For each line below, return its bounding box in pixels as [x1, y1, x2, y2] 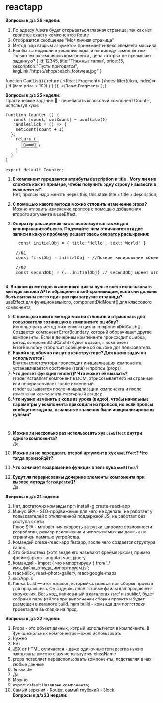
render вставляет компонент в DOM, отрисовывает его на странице [12, 376, 153, 381]
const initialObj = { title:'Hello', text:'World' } [18, 240, 146, 246]
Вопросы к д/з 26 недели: [5, 17, 60, 23]
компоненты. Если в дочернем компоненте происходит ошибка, [12, 334, 146, 340]
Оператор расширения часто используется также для [12, 221, 129, 226]
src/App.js [12, 575, 33, 581]
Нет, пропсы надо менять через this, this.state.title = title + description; [12, 191, 158, 197]
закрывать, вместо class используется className [12, 651, 116, 657]
